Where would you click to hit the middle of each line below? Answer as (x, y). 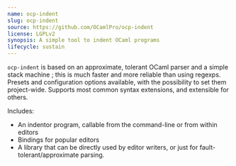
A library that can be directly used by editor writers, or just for (108, 147)
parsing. (92, 155)
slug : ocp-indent (33, 21)
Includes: (21, 111)
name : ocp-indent (33, 14)
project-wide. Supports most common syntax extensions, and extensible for (118, 90)
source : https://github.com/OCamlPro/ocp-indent (80, 27)
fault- (208, 147)
